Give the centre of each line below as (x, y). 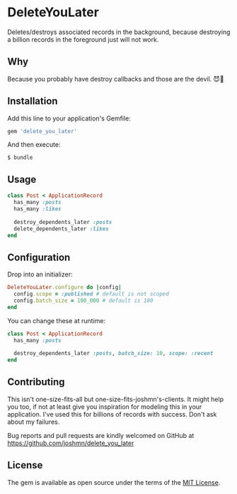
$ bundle (20, 158)
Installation (33, 101)
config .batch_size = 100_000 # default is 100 (83, 301)
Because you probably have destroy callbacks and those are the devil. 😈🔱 (116, 79)
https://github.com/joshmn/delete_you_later (71, 443)
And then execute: (34, 145)
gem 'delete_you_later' (42, 131)
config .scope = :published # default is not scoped (92, 294)
